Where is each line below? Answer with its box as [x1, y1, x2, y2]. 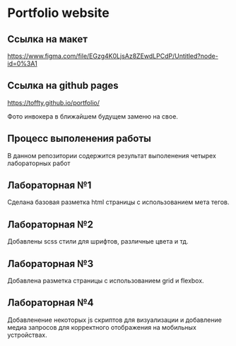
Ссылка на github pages [7, 80, 119, 92]
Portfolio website [7, 5, 110, 21]
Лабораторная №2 [7, 218, 94, 230]
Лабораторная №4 [7, 297, 94, 309]
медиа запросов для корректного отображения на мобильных [7, 323, 196, 331]
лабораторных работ [7, 159, 71, 167]
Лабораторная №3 [7, 258, 94, 270]
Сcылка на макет [7, 33, 88, 45]
